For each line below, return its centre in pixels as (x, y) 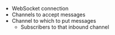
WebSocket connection (40, 8)
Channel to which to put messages (54, 21)
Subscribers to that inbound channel (65, 27)
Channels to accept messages (48, 15)
